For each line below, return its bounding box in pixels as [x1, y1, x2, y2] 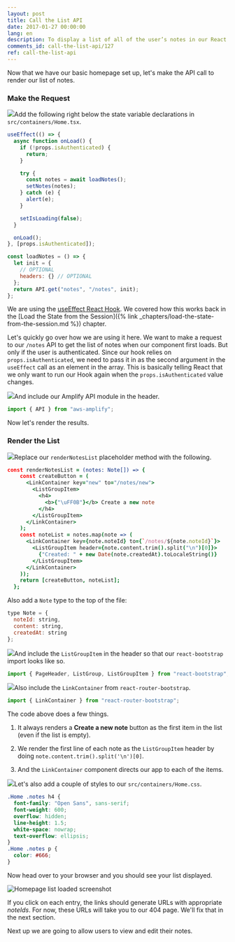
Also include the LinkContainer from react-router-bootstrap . [14, 684, 191, 692]
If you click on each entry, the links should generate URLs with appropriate [7, 898, 222, 906]
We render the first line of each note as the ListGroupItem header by [17, 745, 215, 753]
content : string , [13, 622, 64, 630]
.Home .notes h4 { [7, 794, 61, 801]
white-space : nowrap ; [13, 826, 77, 833]
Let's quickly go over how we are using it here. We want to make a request [7, 333, 222, 342]
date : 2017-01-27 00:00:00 [7, 23, 86, 30]
